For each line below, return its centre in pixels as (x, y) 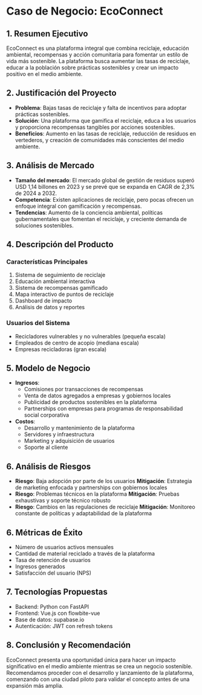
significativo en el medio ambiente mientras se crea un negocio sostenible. (99, 666)
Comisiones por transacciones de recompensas (83, 389)
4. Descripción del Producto (60, 245)
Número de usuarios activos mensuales (64, 547)
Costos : (25, 422)
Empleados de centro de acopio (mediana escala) (77, 343)
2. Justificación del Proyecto (61, 93)
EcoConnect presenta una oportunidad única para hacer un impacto (91, 660)
